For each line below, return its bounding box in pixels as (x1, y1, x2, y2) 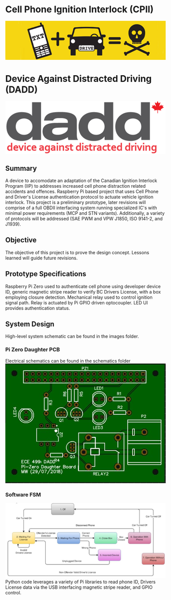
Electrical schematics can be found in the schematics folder (5, 358, 131, 364)
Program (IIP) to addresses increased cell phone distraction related (5, 183, 146, 189)
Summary (5, 164, 37, 172)
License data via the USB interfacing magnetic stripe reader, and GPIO (5, 584, 153, 590)
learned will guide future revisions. (5, 255, 78, 261)
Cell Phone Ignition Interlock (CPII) (5, 4, 154, 15)
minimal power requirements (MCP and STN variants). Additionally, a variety (5, 210, 165, 216)
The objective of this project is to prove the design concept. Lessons (5, 249, 149, 255)
